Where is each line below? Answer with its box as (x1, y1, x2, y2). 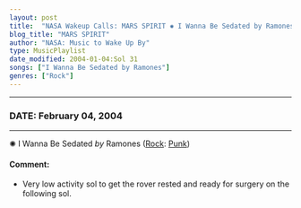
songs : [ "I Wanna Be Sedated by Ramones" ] (9, 64, 170, 73)
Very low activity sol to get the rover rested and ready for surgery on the (21, 178, 289, 189)
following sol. (21, 188, 72, 199)
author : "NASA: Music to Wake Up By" (9, 38, 150, 48)
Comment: (9, 159, 50, 169)
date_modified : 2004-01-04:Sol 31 (9, 55, 139, 64)
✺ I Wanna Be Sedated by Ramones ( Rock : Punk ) (9, 138, 191, 149)
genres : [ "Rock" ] (9, 72, 74, 81)
